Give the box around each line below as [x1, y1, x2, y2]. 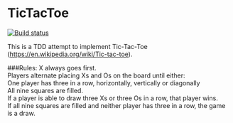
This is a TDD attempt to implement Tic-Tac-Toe [7, 42, 148, 50]
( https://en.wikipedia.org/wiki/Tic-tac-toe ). [7, 50, 133, 58]
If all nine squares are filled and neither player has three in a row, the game [7, 101, 226, 109]
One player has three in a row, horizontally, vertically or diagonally [7, 78, 200, 87]
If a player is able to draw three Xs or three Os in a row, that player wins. [7, 94, 218, 102]
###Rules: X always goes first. [7, 63, 97, 72]
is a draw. [7, 109, 36, 117]
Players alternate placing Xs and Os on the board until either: [7, 71, 185, 80]
